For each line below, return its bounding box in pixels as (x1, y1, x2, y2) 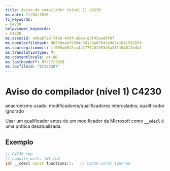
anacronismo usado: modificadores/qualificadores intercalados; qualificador (5, 102, 165, 109)
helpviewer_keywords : (5, 26, 51, 31)
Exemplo (5, 138, 33, 147)
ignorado (5, 108, 24, 114)
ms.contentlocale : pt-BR (5, 54, 58, 60)
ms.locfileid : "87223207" (5, 64, 60, 69)
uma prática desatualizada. (5, 123, 62, 129)
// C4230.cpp (5, 151, 33, 156)
